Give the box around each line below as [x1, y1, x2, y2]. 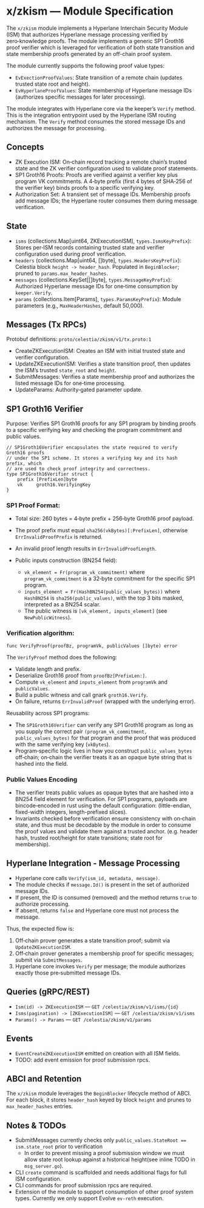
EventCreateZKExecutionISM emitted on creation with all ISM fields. [15, 1049, 181, 1057]
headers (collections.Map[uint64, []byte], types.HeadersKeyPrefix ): [15, 257, 182, 264]
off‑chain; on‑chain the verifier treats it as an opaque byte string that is [15, 753, 192, 761]
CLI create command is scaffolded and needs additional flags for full [15, 1169, 187, 1176]
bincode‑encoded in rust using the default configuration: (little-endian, [15, 802, 192, 810]
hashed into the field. [15, 760, 69, 767]
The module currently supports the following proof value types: [6, 62, 165, 69]
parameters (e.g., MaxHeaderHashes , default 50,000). [15, 302, 144, 309]
